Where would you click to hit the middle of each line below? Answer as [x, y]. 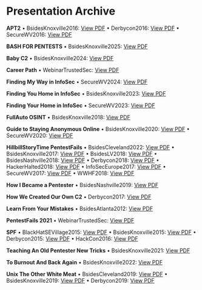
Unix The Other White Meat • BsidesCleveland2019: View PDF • [87, 274]
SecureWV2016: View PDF [39, 34]
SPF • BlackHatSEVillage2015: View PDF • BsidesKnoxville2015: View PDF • [101, 232]
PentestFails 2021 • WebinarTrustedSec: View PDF [70, 220]
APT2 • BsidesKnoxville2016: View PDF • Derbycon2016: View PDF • [93, 28]
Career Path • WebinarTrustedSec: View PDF [63, 70]
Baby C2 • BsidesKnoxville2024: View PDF [60, 58]
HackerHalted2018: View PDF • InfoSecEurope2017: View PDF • [86, 166]
